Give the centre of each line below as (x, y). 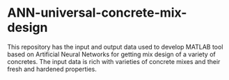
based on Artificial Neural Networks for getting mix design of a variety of (111, 54)
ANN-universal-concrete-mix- (97, 13)
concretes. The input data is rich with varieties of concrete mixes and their (114, 61)
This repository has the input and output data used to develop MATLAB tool (115, 47)
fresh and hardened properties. (52, 69)
